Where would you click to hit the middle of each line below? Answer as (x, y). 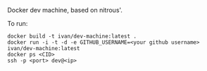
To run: (18, 23)
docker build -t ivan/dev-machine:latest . (72, 36)
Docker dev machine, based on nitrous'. (65, 10)
